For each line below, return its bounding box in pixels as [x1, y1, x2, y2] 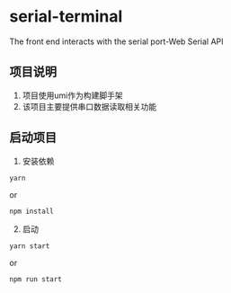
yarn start [9, 241, 50, 251]
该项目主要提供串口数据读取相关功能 [22, 101, 157, 111]
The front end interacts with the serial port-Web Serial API [9, 36, 224, 47]
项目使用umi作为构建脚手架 [22, 90, 123, 101]
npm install [9, 207, 54, 216]
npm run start [9, 274, 63, 284]
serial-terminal [9, 6, 123, 27]
